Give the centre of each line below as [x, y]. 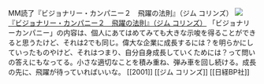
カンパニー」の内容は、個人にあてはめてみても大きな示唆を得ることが [128, 33]
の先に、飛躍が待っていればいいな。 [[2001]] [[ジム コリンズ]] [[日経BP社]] [129, 72]
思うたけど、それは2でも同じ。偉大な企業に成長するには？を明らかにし [138, 42]
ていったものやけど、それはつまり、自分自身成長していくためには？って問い [132, 52]
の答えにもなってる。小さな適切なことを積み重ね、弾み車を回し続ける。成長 [132, 62]
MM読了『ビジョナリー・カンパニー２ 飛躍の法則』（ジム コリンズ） [121, 13]
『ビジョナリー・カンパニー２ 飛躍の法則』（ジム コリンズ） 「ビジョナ [126, 23]
